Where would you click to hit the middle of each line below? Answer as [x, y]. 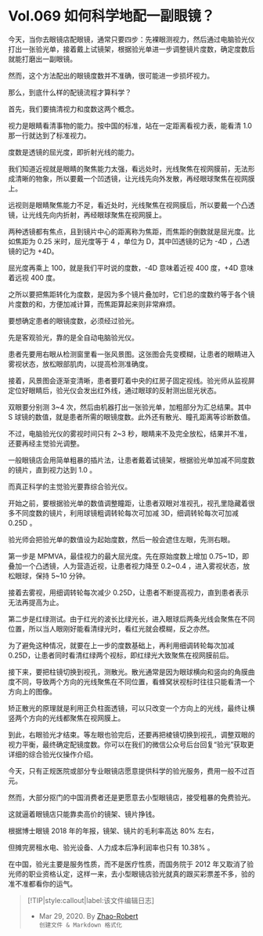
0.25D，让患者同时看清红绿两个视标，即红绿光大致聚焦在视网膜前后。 [121, 655]
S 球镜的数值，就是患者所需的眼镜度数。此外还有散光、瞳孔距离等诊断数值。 [131, 417]
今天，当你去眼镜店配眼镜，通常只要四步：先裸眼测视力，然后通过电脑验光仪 [131, 39]
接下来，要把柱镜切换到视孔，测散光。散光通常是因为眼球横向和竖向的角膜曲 [131, 672]
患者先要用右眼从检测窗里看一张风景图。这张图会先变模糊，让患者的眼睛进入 [131, 354]
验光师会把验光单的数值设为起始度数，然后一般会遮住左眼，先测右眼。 [121, 539]
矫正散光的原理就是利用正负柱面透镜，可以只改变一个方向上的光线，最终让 [128, 708]
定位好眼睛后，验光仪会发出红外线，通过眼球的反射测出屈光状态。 [114, 390]
